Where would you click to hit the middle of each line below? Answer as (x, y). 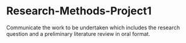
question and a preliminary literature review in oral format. (78, 33)
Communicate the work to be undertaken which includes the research (93, 27)
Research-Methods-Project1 (79, 11)
